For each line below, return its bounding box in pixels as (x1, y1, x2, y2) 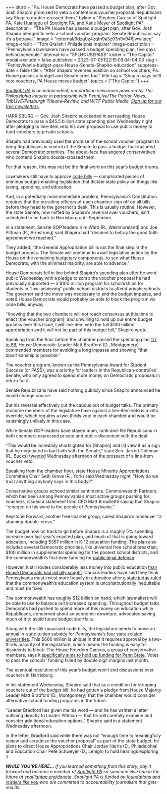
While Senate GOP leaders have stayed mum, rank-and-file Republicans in (5, 428, 158, 433)
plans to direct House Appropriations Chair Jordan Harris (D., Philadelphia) (5, 743, 158, 749)
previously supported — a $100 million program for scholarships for (5, 280, 144, 286)
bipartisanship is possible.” (5, 352, 61, 358)
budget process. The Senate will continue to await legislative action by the (5, 250, 158, 255)
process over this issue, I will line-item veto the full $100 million (5, 322, 135, 327)
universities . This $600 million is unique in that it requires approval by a (5, 636, 151, 642)
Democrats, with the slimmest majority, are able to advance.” (5, 260, 130, 266)
